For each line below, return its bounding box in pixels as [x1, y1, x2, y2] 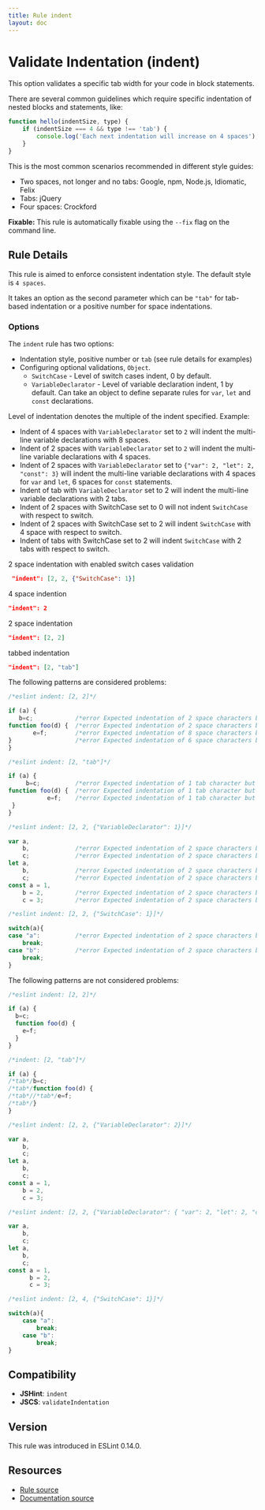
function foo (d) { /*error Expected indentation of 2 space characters [8, 722, 252, 730]
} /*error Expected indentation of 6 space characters [8, 736, 252, 744]
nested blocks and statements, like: [8, 103, 124, 112]
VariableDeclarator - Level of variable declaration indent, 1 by [31, 379, 234, 389]
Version [8, 1420, 47, 1433]
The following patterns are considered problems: [8, 678, 167, 687]
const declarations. [31, 396, 94, 406]
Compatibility [8, 1368, 77, 1381]
